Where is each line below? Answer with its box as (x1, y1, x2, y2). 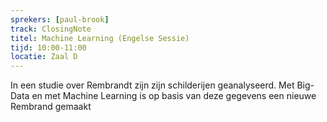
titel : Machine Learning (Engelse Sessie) (10, 33, 190, 43)
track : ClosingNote (10, 24, 92, 34)
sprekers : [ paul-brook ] (10, 14, 110, 25)
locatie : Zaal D (10, 52, 78, 62)
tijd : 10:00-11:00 (10, 42, 87, 53)
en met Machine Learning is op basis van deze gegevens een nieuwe (31, 90, 317, 102)
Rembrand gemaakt (10, 101, 92, 113)
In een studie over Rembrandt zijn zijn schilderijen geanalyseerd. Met (10, 79, 295, 91)
